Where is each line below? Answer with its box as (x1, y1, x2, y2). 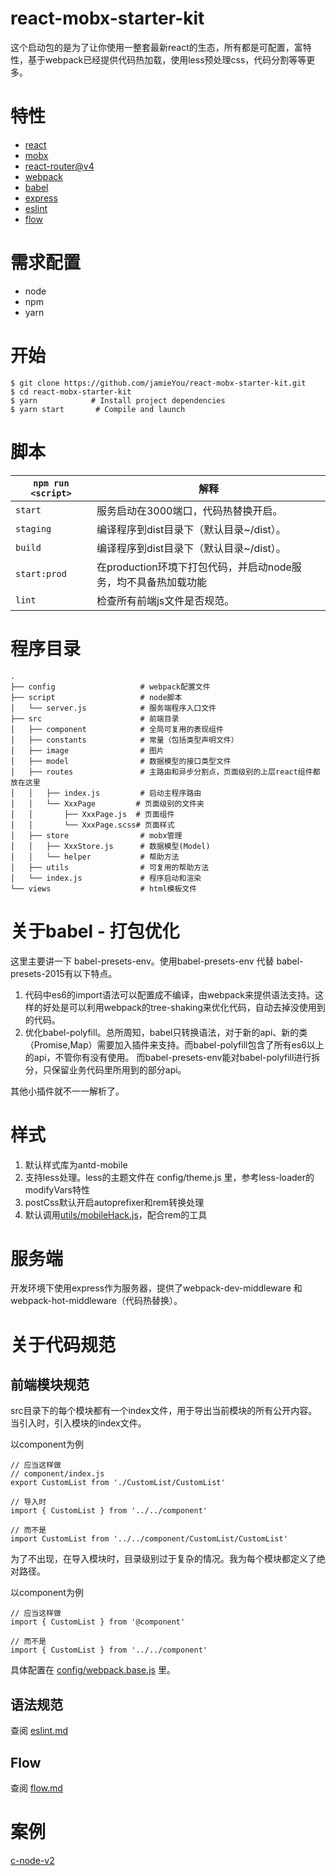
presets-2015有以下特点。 (10, 967, 118, 979)
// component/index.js (10, 1469, 105, 1479)
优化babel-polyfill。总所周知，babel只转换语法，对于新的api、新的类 (24, 1026, 308, 1038)
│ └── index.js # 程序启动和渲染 (10, 873, 202, 883)
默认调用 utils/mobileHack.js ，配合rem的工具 (24, 1208, 208, 1221)
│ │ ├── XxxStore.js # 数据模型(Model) (10, 841, 211, 851)
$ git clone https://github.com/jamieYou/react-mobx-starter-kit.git (10, 378, 307, 388)
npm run (33, 477, 70, 489)
